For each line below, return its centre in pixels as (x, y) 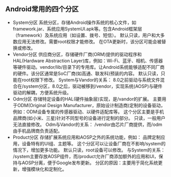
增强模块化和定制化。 (44, 169)
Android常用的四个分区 (42, 9)
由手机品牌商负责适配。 (37, 131)
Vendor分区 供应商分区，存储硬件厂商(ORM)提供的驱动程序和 (77, 54)
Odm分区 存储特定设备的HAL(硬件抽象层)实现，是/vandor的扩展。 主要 (87, 99)
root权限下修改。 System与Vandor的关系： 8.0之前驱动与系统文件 (91, 80)
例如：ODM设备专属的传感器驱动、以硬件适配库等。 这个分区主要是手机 (88, 112)
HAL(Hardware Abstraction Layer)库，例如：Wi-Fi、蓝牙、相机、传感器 (88, 61)
